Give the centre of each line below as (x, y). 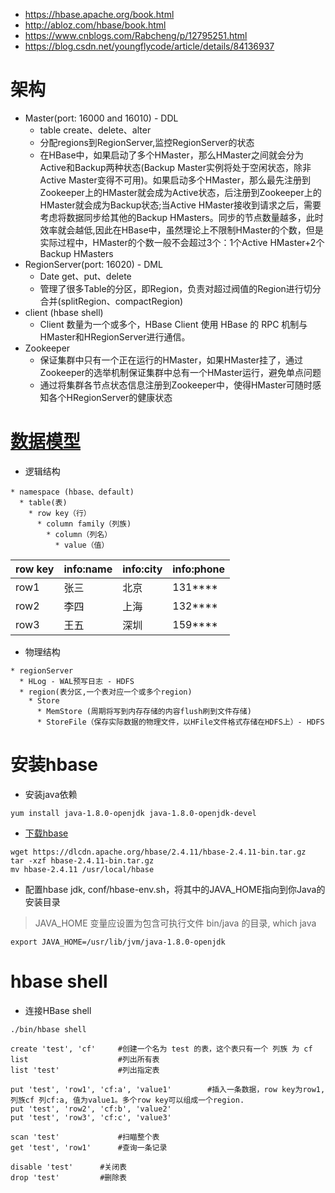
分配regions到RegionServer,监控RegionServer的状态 (147, 142)
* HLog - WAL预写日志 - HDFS (77, 681)
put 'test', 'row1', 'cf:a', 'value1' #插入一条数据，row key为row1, (168, 1089)
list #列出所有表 (85, 1059)
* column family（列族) (84, 524)
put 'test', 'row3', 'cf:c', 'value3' (91, 1117)
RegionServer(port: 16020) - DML (93, 264)
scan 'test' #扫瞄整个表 (85, 1137)
